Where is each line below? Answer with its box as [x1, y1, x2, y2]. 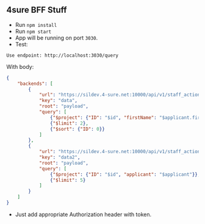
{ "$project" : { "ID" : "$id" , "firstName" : [49, 114, 157, 121]
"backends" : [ [17, 81, 53, 87]
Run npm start [15, 27, 52, 35]
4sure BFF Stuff [6, 5, 67, 15]
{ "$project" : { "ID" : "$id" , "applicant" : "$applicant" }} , [49, 171, 201, 178]
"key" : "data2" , [38, 154, 81, 161]
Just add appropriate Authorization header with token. [15, 211, 151, 218]
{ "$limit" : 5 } [49, 177, 86, 183]
